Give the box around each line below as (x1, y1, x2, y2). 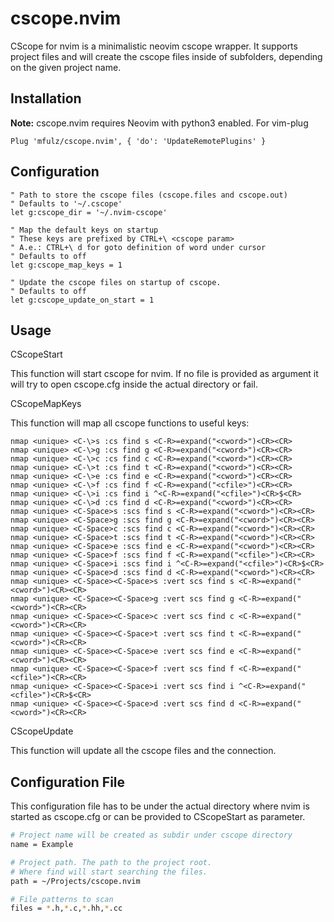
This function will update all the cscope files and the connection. (10, 745, 277, 757)
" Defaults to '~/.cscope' (10, 198, 123, 209)
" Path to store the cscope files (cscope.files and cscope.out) (10, 190, 288, 200)
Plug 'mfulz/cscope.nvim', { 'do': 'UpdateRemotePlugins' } (10, 136, 267, 146)
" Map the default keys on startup (10, 225, 159, 235)
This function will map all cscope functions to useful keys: (10, 417, 250, 429)
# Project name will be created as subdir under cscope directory (10, 830, 293, 841)
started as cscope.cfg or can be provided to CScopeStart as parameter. (10, 811, 306, 823)
